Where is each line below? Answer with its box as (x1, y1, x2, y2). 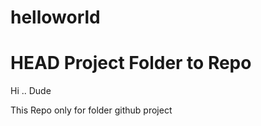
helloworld (10, 6, 101, 29)
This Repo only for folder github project (10, 104, 173, 116)
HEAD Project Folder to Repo (10, 52, 252, 75)
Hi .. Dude (10, 85, 52, 97)
